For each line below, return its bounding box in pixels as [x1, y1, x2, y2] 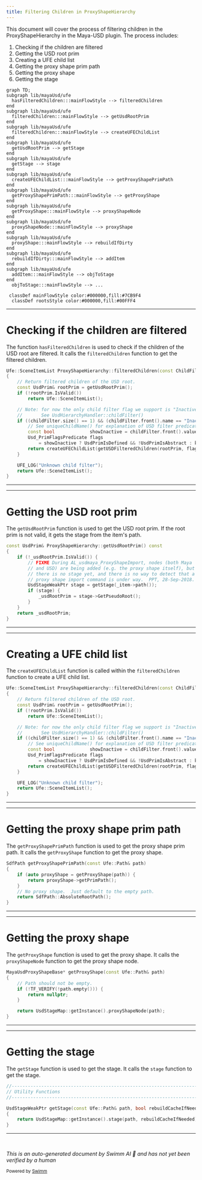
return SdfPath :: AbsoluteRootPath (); [17, 894, 112, 900]
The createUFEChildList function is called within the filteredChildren [6, 667, 180, 674]
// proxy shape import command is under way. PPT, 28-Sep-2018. [28, 576, 195, 583]
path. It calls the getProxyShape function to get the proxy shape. [6, 849, 164, 856]
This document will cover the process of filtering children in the [6, 25, 164, 33]
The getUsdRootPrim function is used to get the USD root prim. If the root [6, 525, 185, 532]
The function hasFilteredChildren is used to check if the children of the [6, 343, 185, 350]
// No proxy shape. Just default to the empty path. [17, 889, 155, 895]
